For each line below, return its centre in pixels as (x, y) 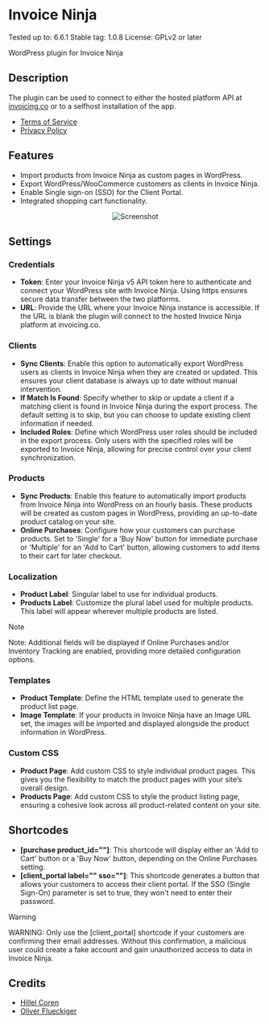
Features (31, 156)
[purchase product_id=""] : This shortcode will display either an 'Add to (139, 850)
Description (38, 78)
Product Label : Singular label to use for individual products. (119, 595)
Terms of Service (49, 122)
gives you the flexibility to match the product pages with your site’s (131, 779)
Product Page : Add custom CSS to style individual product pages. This (138, 770)
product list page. (49, 707)
